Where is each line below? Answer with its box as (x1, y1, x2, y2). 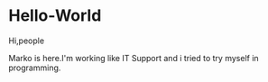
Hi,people (8, 35, 45, 46)
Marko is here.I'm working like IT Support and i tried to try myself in (8, 52, 259, 63)
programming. (8, 62, 61, 73)
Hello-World (8, 5, 102, 26)
